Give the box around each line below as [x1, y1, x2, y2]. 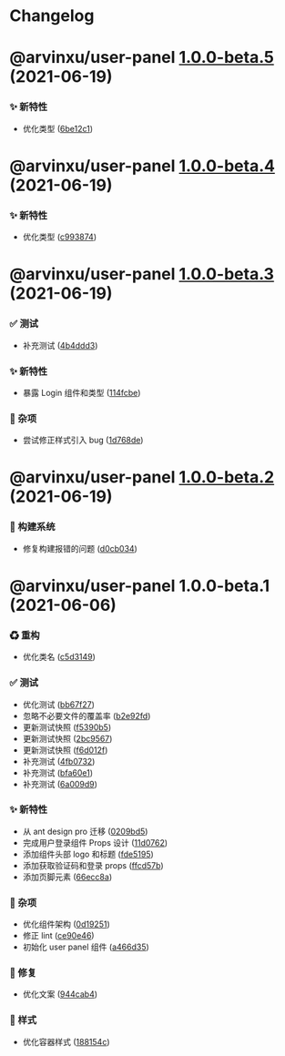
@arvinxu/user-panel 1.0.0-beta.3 [9, 264, 275, 285]
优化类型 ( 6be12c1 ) [22, 123, 94, 134]
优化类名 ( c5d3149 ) [22, 652, 96, 663]
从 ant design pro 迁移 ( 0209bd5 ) [22, 826, 148, 837]
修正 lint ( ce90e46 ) [22, 930, 95, 941]
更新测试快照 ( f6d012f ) [22, 744, 108, 756]
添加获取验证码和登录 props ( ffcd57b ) [22, 859, 164, 870]
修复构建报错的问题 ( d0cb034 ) [22, 543, 138, 553]
